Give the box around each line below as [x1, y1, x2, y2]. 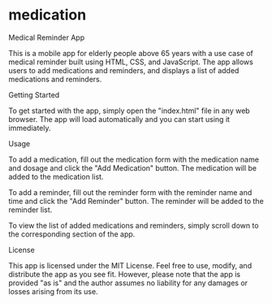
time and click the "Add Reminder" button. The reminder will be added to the [8, 196, 264, 206]
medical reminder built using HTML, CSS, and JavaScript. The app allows [8, 57, 253, 67]
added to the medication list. [8, 172, 104, 181]
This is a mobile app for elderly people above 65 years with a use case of [8, 48, 254, 58]
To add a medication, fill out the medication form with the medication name [8, 154, 260, 164]
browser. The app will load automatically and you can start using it [8, 114, 230, 124]
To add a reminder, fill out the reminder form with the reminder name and [8, 187, 253, 197]
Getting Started [8, 89, 60, 99]
